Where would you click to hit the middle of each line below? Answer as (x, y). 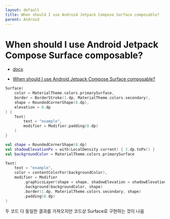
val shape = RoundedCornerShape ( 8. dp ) (46, 144)
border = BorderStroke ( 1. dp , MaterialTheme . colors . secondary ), (82, 98)
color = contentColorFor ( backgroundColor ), (61, 173)
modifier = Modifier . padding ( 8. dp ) (61, 126)
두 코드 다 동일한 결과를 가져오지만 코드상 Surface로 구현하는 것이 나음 (75, 211)
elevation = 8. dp (33, 107)
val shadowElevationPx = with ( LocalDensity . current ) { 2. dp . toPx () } (80, 149)
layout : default (22, 10)
